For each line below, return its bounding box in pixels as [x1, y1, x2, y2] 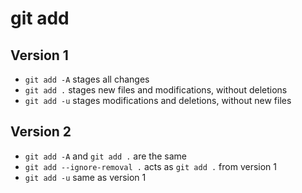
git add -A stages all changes [24, 73, 150, 85]
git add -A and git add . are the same [24, 150, 187, 162]
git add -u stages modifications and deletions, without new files [24, 95, 292, 106]
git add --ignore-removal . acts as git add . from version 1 [24, 160, 277, 172]
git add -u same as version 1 [24, 171, 147, 183]
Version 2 [10, 123, 72, 141]
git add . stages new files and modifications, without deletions [24, 84, 288, 96]
